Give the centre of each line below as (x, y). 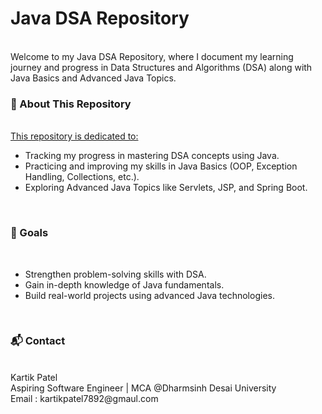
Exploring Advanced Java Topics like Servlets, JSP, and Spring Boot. (166, 188)
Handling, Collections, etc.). (82, 177)
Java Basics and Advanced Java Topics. (93, 78)
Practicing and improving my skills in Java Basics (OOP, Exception (161, 166)
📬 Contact (38, 341)
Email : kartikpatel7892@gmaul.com (84, 398)
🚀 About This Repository (71, 104)
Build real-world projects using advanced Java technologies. (149, 295)
